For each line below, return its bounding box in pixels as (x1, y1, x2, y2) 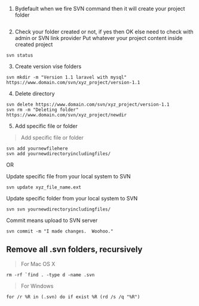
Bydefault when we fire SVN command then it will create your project (14, 5, 185, 12)
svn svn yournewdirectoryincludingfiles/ (6, 206, 111, 212)
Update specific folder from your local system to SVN (6, 195, 138, 202)
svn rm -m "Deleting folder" (6, 107, 79, 113)
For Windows (20, 282, 54, 289)
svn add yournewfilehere (6, 146, 68, 152)
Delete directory (14, 90, 55, 97)
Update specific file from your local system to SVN (6, 173, 131, 180)
